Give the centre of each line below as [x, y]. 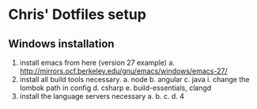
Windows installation [61, 44]
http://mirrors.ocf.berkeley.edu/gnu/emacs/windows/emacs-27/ [123, 71]
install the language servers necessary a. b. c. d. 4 [102, 96]
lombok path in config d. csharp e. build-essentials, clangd [115, 88]
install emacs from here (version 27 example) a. [97, 62]
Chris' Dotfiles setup [77, 15]
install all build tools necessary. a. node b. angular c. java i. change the [134, 79]
